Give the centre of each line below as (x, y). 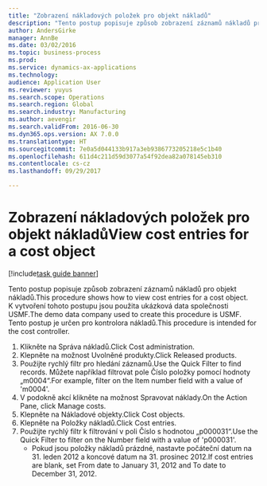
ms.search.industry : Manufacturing (67, 112)
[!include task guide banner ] (54, 273)
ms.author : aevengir (43, 120)
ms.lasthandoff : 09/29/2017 (55, 171)
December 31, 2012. (64, 473)
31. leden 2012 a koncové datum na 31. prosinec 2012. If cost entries (142, 457)
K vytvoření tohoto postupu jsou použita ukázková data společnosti (118, 306)
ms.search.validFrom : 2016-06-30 (64, 127)
